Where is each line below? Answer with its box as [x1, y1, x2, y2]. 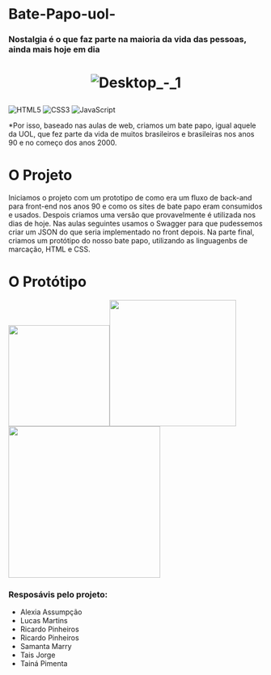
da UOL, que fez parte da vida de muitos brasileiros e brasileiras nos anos [8, 129, 255, 139]
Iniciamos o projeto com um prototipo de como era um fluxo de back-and [8, 193, 252, 203]
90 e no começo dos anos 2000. [8, 138, 117, 148]
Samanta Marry [19, 642, 72, 652]
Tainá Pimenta [19, 659, 68, 669]
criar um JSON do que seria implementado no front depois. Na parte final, [8, 227, 255, 237]
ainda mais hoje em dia [8, 44, 100, 55]
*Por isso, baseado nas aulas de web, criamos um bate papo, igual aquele [8, 120, 256, 130]
